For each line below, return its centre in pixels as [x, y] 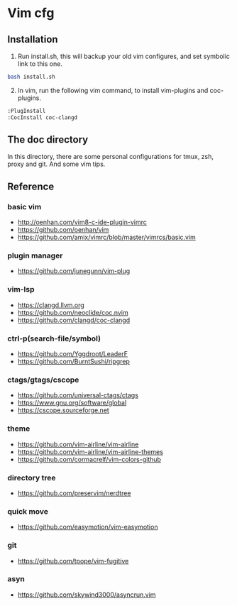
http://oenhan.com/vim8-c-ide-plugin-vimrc [82, 222]
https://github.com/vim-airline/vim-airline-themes [90, 451]
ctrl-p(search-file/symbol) [54, 338]
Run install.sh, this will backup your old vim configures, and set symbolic [124, 56]
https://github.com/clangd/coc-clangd [73, 320]
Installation [33, 39]
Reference [31, 186]
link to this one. [40, 64]
